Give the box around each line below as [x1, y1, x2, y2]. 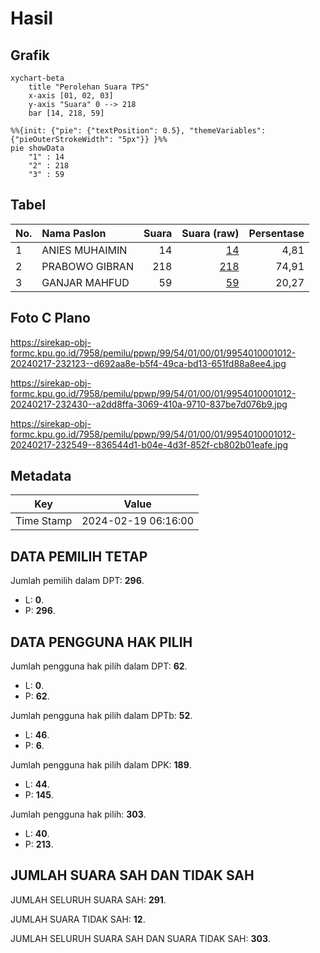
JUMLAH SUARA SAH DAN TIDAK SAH [10, 867, 255, 884]
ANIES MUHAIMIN [41, 243, 128, 257]
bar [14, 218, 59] [28, 108, 105, 118]
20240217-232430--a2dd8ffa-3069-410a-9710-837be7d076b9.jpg [10, 398, 288, 410]
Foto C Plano [10, 310, 91, 327]
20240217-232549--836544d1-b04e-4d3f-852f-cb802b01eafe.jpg [10, 438, 289, 451]
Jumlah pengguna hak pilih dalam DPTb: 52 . [10, 710, 193, 722]
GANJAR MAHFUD [41, 275, 130, 289]
